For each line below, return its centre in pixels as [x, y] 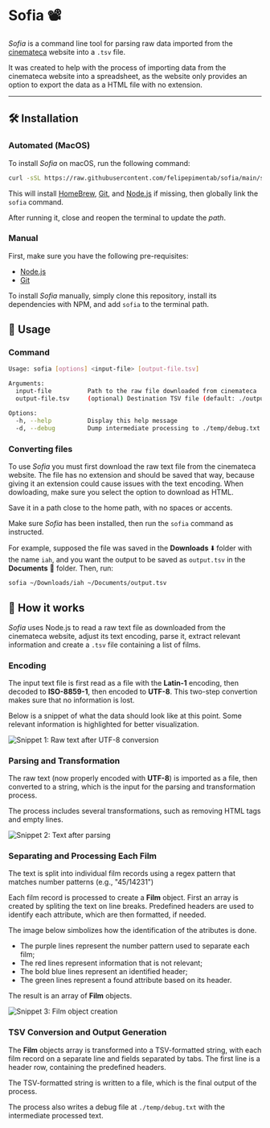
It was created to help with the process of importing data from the [117, 67]
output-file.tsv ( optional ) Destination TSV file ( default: [125, 399]
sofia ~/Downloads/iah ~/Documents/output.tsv [88, 583]
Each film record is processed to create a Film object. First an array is [123, 898]
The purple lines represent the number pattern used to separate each [135, 946]
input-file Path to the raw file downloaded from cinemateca [136, 392]
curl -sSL [25, 178]
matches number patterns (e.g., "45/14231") [81, 882]
